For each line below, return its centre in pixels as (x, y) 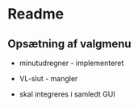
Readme (36, 14)
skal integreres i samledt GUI (67, 94)
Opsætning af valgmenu (69, 44)
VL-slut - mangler (48, 78)
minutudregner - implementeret (71, 63)
